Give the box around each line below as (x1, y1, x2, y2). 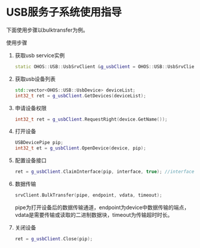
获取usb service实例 (14, 51, 65, 59)
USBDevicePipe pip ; (14, 140, 64, 146)
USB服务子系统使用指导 (6, 5, 122, 19)
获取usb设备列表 (14, 75, 56, 82)
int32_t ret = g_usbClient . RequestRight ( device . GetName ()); (14, 116, 168, 123)
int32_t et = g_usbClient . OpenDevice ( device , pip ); (14, 145, 146, 151)
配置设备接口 (14, 157, 47, 164)
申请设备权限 (14, 104, 47, 111)
